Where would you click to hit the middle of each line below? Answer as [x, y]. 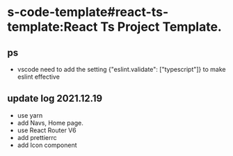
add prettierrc [37, 137]
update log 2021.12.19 [55, 99]
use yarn [30, 115]
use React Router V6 [47, 130]
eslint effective [39, 77]
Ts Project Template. [161, 27]
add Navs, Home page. [50, 123]
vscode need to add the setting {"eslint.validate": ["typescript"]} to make [121, 69]
